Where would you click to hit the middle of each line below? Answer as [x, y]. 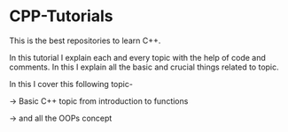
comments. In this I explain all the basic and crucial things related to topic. [144, 67]
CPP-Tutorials [61, 16]
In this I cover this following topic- [71, 84]
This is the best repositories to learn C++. [85, 40]
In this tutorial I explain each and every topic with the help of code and [137, 57]
